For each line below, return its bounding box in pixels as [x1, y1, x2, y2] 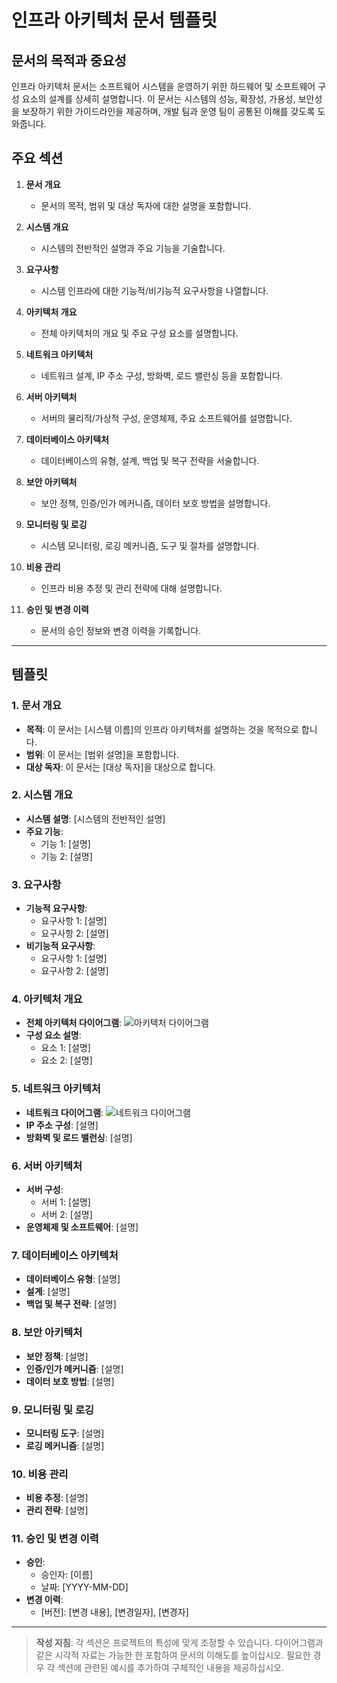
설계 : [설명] [25, 1286, 71, 1298]
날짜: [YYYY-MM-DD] [40, 1581, 129, 1593]
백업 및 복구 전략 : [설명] [25, 1298, 117, 1310]
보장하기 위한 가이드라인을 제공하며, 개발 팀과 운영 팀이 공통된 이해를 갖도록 [21, 106, 316, 117]
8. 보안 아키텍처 [11, 1326, 83, 1340]
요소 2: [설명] [40, 1054, 93, 1066]
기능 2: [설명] [40, 850, 93, 862]
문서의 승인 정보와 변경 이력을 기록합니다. [40, 624, 202, 636]
